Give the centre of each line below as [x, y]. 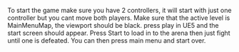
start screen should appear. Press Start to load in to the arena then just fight [119, 33]
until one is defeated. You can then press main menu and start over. [107, 41]
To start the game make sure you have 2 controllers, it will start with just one [119, 10]
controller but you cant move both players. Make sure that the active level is [119, 18]
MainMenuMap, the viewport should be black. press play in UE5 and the [113, 25]
